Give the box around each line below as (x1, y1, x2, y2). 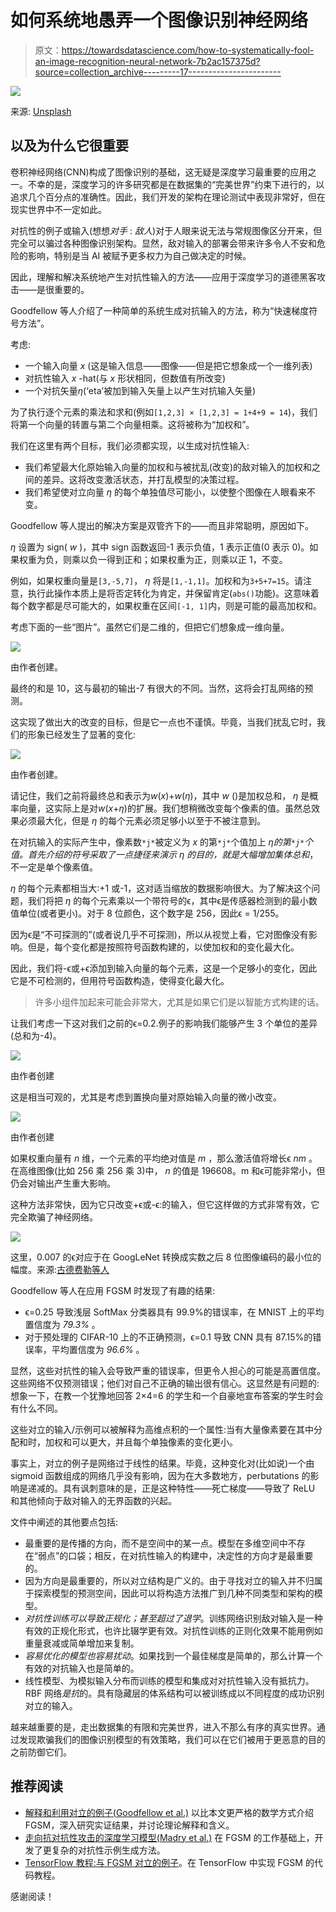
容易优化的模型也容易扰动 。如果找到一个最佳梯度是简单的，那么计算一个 (24, 1649, 323, 1661)
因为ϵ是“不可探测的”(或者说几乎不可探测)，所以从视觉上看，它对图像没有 (10, 928, 309, 940)
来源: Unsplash (10, 105, 72, 117)
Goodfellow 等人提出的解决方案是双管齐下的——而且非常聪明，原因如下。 (10, 519, 315, 531)
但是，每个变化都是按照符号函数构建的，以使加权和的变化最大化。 (27, 941, 300, 953)
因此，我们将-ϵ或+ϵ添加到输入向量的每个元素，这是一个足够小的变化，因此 (10, 962, 318, 974)
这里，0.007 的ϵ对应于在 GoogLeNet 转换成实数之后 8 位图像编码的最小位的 (10, 1251, 322, 1263)
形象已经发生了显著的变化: (27, 728, 137, 740)
